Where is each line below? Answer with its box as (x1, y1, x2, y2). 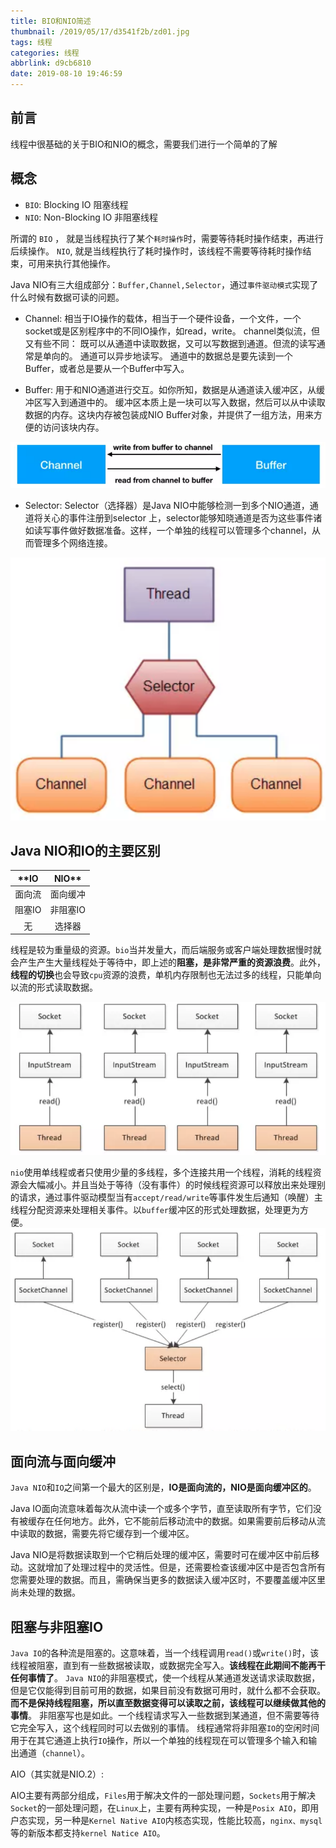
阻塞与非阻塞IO (10, 1618, 104, 1635)
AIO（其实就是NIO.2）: (10, 1768, 105, 1780)
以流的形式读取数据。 (10, 981, 98, 994)
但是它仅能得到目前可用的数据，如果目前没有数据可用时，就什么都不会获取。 (10, 1685, 326, 1697)
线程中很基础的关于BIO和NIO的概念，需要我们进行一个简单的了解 (10, 138, 278, 150)
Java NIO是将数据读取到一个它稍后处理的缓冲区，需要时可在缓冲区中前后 (10, 1549, 312, 1561)
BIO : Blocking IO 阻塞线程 (24, 198, 129, 210)
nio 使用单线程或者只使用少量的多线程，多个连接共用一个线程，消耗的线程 (10, 1166, 313, 1178)
